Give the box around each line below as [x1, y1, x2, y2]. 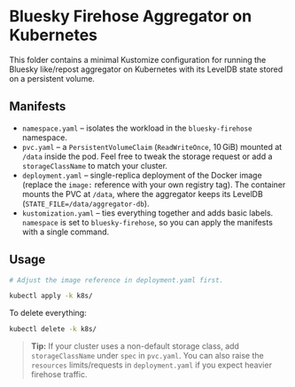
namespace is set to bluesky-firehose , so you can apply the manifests [21, 217, 273, 227]
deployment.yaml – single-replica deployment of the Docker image [21, 170, 263, 180]
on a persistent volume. [9, 73, 96, 83]
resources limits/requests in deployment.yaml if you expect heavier [30, 359, 273, 370]
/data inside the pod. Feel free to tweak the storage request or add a [21, 151, 273, 162]
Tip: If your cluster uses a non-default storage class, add [30, 341, 239, 351]
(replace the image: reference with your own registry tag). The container [21, 179, 286, 190]
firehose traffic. [30, 369, 88, 380]
